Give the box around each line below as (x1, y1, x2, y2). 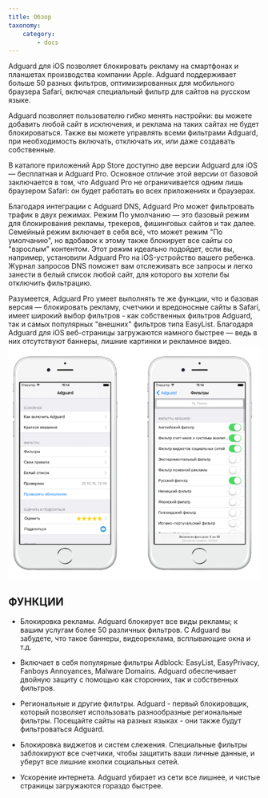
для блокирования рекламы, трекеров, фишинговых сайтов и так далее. (8, 219, 256, 229)
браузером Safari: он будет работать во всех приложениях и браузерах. (8, 186, 256, 196)
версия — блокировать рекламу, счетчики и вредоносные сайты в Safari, (8, 302, 261, 312)
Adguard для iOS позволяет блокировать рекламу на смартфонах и (8, 61, 239, 71)
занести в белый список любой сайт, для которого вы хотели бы (8, 269, 230, 280)
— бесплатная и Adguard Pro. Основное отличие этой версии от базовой (8, 169, 258, 179)
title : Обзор (8, 13, 52, 21)
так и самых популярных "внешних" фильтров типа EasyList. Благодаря (8, 319, 254, 329)
